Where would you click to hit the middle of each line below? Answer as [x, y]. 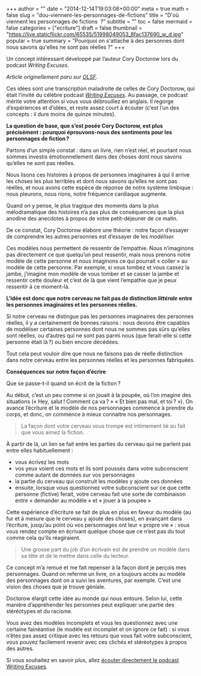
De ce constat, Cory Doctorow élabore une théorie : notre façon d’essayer [97, 230]
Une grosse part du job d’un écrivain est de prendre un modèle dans [105, 549]
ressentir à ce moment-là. [38, 286]
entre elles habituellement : [40, 450]
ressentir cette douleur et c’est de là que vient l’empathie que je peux [91, 280]
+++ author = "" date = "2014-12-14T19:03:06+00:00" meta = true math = [98, 9]
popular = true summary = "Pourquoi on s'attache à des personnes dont [95, 41]
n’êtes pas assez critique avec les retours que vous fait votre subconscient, [99, 636]
